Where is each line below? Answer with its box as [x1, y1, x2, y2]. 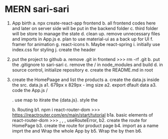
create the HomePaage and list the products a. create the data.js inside [12, 76, 159, 82]
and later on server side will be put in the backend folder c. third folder [12, 25, 158, 31]
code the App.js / [12, 87, 48, 93]
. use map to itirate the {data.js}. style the [12, 96, 98, 103]
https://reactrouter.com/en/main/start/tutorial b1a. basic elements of [12, 111, 153, 118]
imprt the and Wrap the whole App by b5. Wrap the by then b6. [12, 127, 142, 133]
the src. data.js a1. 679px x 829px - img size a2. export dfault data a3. [12, 81, 157, 88]
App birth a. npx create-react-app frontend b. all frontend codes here [12, 20, 156, 26]
